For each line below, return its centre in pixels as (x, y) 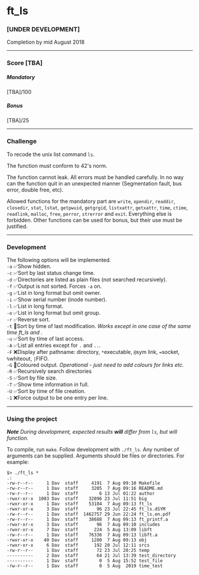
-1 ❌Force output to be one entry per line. (58, 398)
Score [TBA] (25, 63)
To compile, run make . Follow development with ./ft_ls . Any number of (93, 450)
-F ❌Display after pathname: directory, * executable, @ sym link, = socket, (93, 352)
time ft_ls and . (25, 332)
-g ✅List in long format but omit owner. (54, 293)
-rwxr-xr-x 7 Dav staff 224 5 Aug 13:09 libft (79, 530)
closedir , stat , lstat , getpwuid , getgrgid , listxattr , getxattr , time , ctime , (97, 207)
